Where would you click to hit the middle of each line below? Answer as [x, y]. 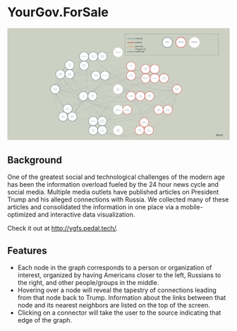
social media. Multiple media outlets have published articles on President [113, 192]
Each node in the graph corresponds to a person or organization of [115, 268]
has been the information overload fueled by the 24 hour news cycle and [113, 185]
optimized [22, 215]
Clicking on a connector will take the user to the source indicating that [119, 313]
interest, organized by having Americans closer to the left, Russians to [119, 275]
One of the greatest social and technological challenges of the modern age [116, 177]
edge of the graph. [45, 320]
